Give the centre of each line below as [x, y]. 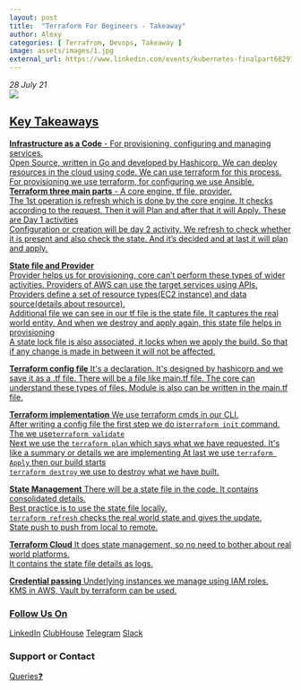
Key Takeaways [54, 122]
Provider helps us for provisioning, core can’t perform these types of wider [147, 275]
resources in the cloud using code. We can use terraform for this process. [146, 172]
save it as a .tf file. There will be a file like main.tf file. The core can [132, 378]
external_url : [36, 59]
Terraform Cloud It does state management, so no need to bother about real [150, 544]
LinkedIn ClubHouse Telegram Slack [76, 634]
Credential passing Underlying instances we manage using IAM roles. [139, 581]
